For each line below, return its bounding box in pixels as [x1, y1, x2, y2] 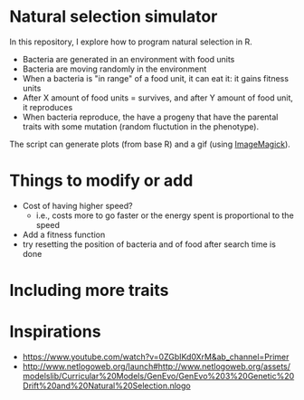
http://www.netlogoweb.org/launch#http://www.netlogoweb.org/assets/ [22, 361, 291, 372]
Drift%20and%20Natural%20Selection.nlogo [22, 380, 192, 391]
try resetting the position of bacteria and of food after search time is [22, 238, 276, 250]
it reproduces [22, 101, 73, 112]
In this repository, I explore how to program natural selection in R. [9, 36, 253, 47]
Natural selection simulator [9, 6, 218, 27]
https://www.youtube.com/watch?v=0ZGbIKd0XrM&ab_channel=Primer [22, 351, 290, 362]
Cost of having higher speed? [22, 200, 133, 211]
